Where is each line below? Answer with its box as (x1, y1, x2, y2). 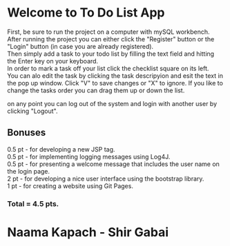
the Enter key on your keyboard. (7, 57, 99, 65)
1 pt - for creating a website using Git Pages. (7, 181, 133, 190)
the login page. (7, 167, 50, 175)
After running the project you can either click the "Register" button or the (7, 34, 215, 43)
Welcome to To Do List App (7, 5, 165, 21)
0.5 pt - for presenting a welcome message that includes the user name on (7, 160, 220, 168)
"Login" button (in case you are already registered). (7, 42, 154, 50)
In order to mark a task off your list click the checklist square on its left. (7, 64, 209, 72)
